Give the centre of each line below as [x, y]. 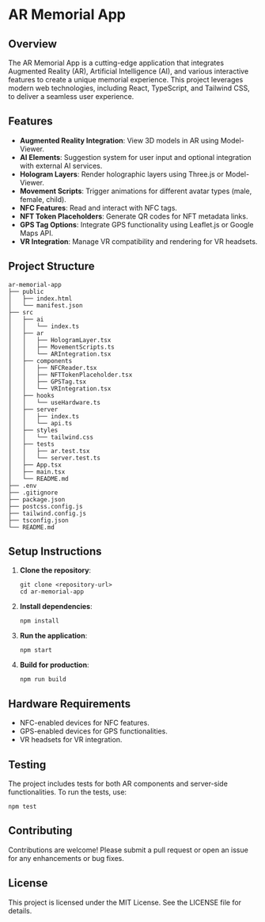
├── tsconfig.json [38, 520]
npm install [39, 621]
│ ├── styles [33, 430]
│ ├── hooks [32, 395]
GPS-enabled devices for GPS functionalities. [93, 731]
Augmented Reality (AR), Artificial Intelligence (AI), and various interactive [129, 71]
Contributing [40, 831]
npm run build [43, 680]
